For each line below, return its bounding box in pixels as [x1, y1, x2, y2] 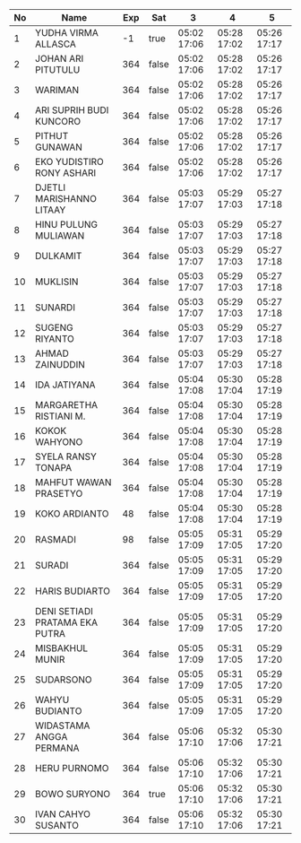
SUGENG [35, 322, 73, 334]
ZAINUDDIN [35, 359, 85, 370]
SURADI [35, 560, 69, 571]
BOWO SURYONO [35, 788, 110, 800]
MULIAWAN [35, 230, 85, 241]
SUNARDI [35, 301, 76, 313]
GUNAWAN [35, 141, 82, 153]
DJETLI [35, 181, 65, 194]
